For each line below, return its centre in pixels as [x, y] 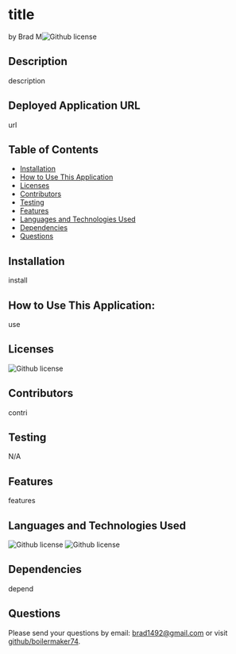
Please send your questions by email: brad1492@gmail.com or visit [118, 633]
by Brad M [25, 37]
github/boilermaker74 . [44, 641]
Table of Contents [54, 150]
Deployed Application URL [74, 106]
